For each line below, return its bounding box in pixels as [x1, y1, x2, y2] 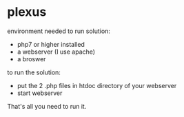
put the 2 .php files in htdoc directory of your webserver [17, 81, 177, 89]
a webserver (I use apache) [17, 47, 95, 56]
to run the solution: [7, 68, 61, 76]
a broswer [17, 54, 46, 63]
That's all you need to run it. [7, 102, 87, 110]
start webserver [17, 89, 63, 97]
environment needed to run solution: [7, 27, 110, 35]
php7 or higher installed [17, 40, 85, 48]
